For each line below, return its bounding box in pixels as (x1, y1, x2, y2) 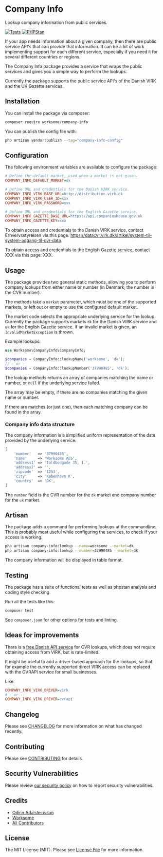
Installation (5, 97, 40, 106)
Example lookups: (5, 338, 41, 344)
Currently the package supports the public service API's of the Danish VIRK (5, 78, 157, 84)
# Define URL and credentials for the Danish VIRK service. (5, 187, 130, 192)
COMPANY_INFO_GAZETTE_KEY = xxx (5, 218, 67, 224)
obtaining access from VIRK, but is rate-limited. (5, 649, 100, 655)
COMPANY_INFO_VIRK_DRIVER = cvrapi (5, 697, 73, 702)
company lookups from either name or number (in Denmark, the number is (5, 284, 154, 290)
